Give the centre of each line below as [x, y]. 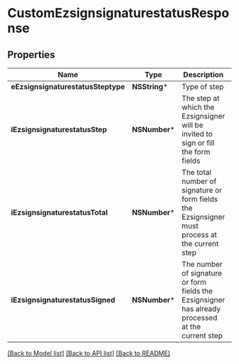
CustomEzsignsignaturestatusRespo [118, 13]
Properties [31, 55]
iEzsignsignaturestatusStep [59, 130]
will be [193, 125]
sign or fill [198, 143]
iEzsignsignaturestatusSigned [63, 300]
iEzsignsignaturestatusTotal [59, 212]
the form [196, 152]
